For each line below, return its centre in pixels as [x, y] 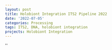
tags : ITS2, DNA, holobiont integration [47, 27]
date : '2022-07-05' [25, 18]
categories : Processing [29, 23]
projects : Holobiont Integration [39, 32]
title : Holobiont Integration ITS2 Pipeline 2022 [56, 14]
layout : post [18, 9]
